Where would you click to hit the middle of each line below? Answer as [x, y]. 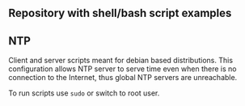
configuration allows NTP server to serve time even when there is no [122, 69]
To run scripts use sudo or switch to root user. [84, 93]
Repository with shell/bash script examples [120, 13]
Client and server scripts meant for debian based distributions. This [120, 61]
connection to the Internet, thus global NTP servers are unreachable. [123, 78]
